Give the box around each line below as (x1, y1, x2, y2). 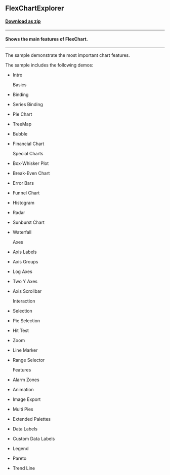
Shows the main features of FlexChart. (5, 36, 88, 42)
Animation (12, 386, 34, 392)
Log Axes (12, 268, 33, 275)
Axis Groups (12, 258, 38, 264)
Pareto (12, 455, 27, 461)
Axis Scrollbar (12, 288, 42, 294)
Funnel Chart (12, 190, 40, 196)
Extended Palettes (12, 416, 51, 422)
